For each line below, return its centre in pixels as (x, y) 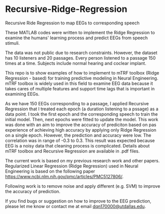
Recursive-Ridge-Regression (66, 9)
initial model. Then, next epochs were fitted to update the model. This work (82, 119)
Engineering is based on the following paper (50, 171)
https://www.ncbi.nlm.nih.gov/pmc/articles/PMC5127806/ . (64, 176)
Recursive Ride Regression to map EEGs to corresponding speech (72, 23)
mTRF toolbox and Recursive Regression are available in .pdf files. (73, 151)
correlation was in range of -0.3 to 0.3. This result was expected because (80, 141)
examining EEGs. (22, 94)
